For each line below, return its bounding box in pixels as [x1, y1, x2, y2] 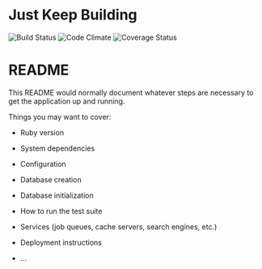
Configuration [19, 159, 66, 169]
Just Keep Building [8, 6, 137, 24]
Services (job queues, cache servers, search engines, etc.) [19, 221, 218, 232]
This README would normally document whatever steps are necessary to [8, 88, 254, 97]
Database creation [19, 174, 82, 184]
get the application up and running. [8, 96, 125, 106]
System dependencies [19, 143, 95, 153]
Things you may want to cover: [8, 112, 112, 122]
